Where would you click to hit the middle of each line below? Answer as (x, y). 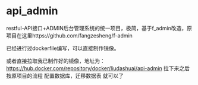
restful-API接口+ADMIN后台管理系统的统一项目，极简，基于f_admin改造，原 (99, 28)
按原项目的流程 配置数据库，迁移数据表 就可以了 (65, 75)
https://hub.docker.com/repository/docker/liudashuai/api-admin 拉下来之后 (98, 68)
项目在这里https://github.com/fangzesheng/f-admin (69, 35)
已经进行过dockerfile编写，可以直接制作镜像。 (63, 48)
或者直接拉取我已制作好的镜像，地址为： (56, 61)
